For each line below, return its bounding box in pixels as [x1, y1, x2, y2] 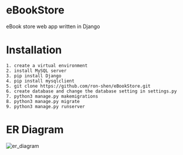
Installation [6, 43, 62, 57]
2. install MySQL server [6, 68, 67, 74]
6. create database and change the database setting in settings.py [6, 88, 177, 94]
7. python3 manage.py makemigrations [6, 93, 99, 99]
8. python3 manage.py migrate [6, 98, 80, 104]
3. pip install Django [6, 73, 62, 79]
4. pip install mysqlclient [6, 78, 75, 84]
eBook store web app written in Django [6, 23, 100, 30]
